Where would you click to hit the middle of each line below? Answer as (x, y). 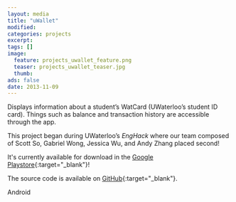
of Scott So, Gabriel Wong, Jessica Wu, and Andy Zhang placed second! (114, 144)
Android (19, 192)
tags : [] (20, 47)
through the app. (32, 122)
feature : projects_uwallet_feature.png (73, 60)
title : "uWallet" (33, 21)
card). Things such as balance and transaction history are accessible (108, 115)
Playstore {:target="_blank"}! (49, 165)
